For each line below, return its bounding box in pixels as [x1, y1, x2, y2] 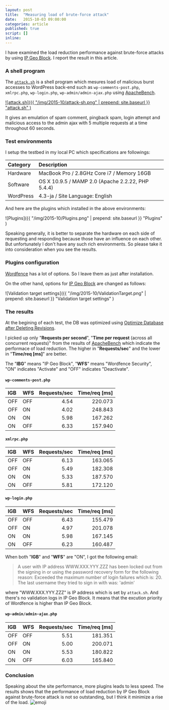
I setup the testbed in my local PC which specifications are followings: [5, 149, 150, 156]
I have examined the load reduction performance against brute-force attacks [5, 49, 164, 56]
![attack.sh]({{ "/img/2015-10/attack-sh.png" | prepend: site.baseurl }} [5, 99, 150, 106]
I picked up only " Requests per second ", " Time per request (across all [5, 335, 152, 341]
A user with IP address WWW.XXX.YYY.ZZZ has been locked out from [17, 564, 162, 570]
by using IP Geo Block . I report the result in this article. [5, 55, 118, 61]
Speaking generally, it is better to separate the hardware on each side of [5, 230, 155, 236]
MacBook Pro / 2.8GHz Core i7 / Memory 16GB [38, 170, 151, 177]
